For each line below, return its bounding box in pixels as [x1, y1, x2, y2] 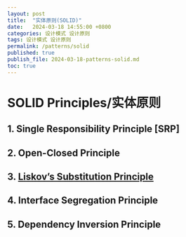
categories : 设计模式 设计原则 [7, 29, 91, 37]
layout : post [7, 10, 46, 18]
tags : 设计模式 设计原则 [7, 36, 72, 43]
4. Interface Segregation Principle [7, 194, 159, 207]
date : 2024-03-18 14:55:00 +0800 [7, 23, 112, 30]
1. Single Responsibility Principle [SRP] [7, 123, 180, 135]
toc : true [7, 62, 36, 69]
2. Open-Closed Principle [7, 147, 121, 158]
